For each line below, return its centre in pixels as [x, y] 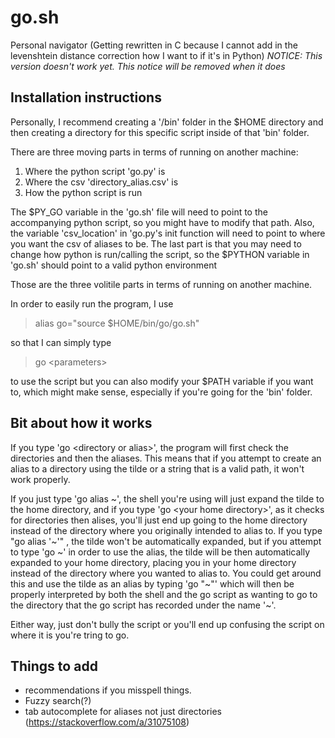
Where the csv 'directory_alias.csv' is [101, 182]
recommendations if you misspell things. [108, 690]
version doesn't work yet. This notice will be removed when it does [148, 66]
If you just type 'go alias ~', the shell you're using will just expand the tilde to [167, 498]
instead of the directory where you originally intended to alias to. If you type [166, 530]
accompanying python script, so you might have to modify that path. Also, [162, 222]
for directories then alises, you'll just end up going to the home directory [159, 520]
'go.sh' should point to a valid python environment [114, 265]
